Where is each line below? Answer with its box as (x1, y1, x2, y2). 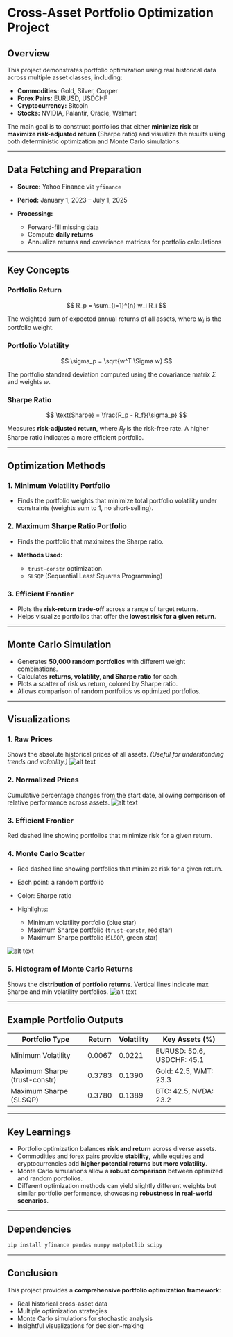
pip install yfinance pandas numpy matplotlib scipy (7, 1242, 163, 1249)
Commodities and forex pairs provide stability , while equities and (17, 1152, 205, 1160)
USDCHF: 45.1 (155, 1055, 205, 1065)
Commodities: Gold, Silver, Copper (17, 87, 119, 95)
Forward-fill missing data (27, 223, 99, 231)
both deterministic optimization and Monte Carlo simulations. (7, 137, 182, 145)
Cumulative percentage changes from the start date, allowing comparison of (7, 791, 225, 799)
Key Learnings (7, 1126, 71, 1138)
